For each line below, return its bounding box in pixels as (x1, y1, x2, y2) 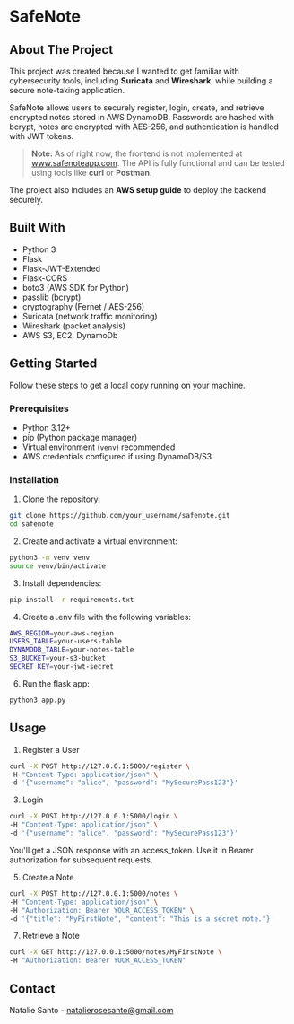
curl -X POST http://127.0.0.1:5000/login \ (9, 812, 178, 821)
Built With (9, 220, 65, 235)
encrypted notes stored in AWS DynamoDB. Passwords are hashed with (9, 112, 275, 122)
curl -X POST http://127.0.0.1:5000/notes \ (9, 888, 178, 898)
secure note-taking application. (9, 85, 125, 95)
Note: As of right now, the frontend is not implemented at (30, 148, 243, 159)
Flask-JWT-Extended (22, 263, 101, 274)
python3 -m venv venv (9, 553, 91, 562)
